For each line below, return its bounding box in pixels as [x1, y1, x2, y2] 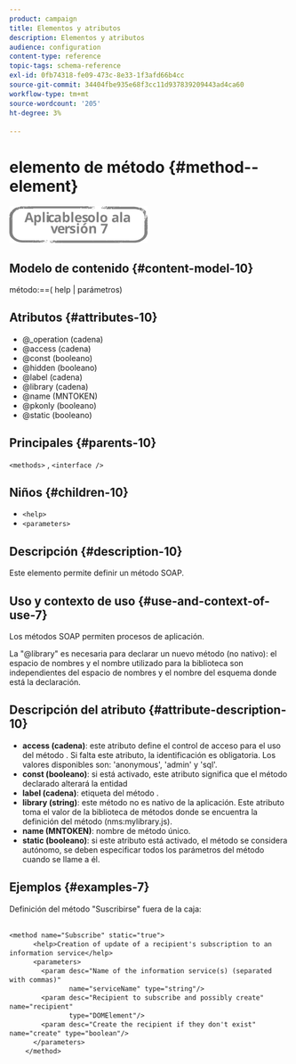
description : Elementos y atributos [9, 33, 145, 42]
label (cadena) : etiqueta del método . [21, 788, 159, 798]
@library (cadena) [21, 381, 89, 392]
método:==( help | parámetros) [9, 285, 123, 294]
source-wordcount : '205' [9, 99, 101, 108]
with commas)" [9, 975, 62, 985]
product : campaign [9, 14, 77, 23]
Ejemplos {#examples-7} [9, 879, 150, 895]
